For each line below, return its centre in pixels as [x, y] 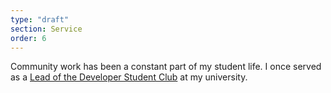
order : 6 [28, 38]
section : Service [46, 29]
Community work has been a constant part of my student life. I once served [166, 67]
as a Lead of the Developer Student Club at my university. [129, 77]
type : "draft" [40, 19]
